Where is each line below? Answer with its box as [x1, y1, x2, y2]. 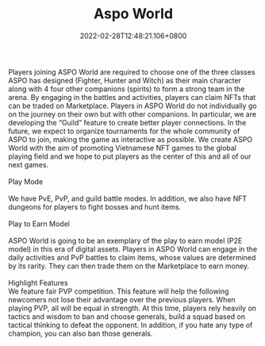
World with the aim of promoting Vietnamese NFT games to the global [8, 143, 236, 152]
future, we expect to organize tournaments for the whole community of [8, 126, 240, 136]
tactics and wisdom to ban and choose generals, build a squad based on [8, 311, 246, 321]
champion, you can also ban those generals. [8, 329, 153, 338]
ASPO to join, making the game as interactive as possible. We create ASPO [8, 134, 253, 144]
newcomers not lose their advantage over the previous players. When [8, 294, 236, 304]
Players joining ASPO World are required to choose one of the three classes [8, 67, 255, 76]
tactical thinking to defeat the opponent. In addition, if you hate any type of [8, 320, 253, 329]
